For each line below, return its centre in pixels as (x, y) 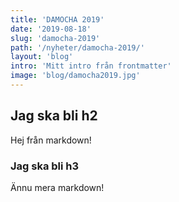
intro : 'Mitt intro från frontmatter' (91, 66)
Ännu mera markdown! (57, 187)
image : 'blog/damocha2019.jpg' (75, 76)
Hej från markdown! (51, 140)
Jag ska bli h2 (54, 116)
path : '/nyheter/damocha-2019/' (77, 47)
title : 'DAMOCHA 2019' (57, 19)
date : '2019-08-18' (51, 29)
